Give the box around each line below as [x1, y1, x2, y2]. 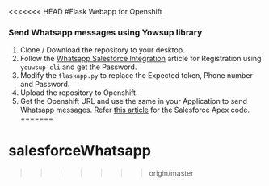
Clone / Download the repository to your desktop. [19, 45, 185, 55]
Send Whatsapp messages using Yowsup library [8, 27, 203, 38]
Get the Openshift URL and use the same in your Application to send [19, 97, 248, 106]
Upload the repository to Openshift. [19, 88, 138, 97]
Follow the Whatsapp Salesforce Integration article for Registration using [19, 54, 262, 64]
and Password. [19, 80, 70, 89]
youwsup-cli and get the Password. [19, 62, 137, 72]
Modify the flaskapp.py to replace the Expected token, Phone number [19, 71, 253, 81]
